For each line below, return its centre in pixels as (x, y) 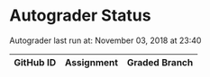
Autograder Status (80, 16)
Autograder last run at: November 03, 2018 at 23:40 (105, 40)
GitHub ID (35, 62)
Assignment (91, 62)
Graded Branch (160, 62)
